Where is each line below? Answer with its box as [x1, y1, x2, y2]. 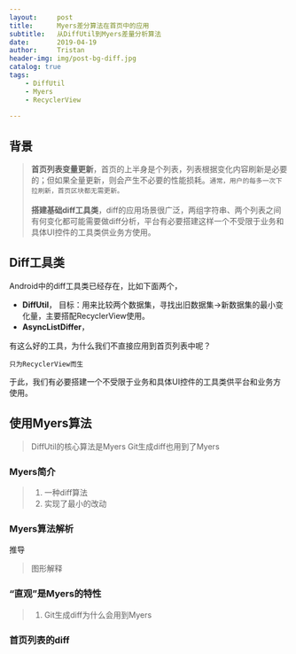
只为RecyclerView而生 [9, 360, 84, 369]
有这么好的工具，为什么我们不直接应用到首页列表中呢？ [9, 340, 211, 351]
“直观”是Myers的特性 [9, 588, 102, 600]
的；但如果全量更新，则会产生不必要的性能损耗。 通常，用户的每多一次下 [30, 175, 283, 186]
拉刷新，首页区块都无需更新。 [30, 187, 124, 196]
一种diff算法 [43, 487, 89, 497]
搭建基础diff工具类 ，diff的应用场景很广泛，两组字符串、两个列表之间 [30, 205, 282, 215]
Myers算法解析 [9, 522, 74, 534]
